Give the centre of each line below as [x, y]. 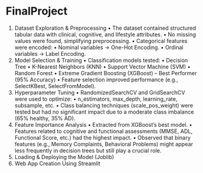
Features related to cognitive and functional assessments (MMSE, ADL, [103, 131]
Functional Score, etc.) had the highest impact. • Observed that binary [102, 137]
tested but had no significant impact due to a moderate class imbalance [104, 112]
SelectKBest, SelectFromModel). [55, 86]
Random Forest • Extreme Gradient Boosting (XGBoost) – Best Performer [105, 73]
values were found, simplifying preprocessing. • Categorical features [101, 41]
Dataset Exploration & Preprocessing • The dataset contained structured [105, 28]
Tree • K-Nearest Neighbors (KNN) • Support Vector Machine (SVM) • [102, 66]
